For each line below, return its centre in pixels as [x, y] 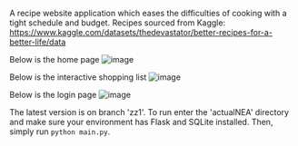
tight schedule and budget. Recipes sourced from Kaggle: [117, 23]
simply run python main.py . [60, 131]
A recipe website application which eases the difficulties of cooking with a [148, 13]
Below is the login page [53, 95]
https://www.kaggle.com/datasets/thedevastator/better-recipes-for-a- [141, 32]
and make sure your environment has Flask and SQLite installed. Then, [141, 122]
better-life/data [38, 42]
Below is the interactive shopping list [78, 77]
